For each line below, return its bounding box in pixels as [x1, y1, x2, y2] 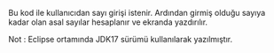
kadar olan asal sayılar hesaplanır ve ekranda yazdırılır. [8, 17, 208, 27]
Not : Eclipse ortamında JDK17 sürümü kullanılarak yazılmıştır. [8, 34, 233, 44]
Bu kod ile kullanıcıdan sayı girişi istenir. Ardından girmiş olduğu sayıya [8, 8, 266, 18]
